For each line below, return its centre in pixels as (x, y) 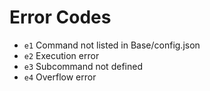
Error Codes (60, 17)
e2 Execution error (61, 55)
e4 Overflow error (60, 77)
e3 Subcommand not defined (83, 66)
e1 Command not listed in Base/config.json (112, 45)
